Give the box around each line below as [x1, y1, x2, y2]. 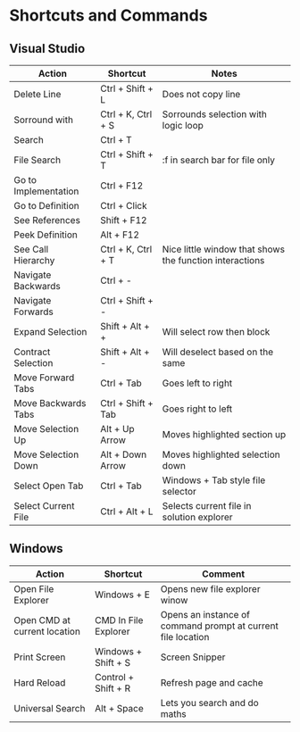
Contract [13, 345, 51, 358]
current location [13, 625, 80, 637]
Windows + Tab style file [162, 474, 266, 487]
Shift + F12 [100, 214, 147, 226]
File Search [13, 154, 61, 166]
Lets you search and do [160, 696, 259, 709]
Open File [13, 582, 54, 595]
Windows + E [95, 588, 150, 601]
